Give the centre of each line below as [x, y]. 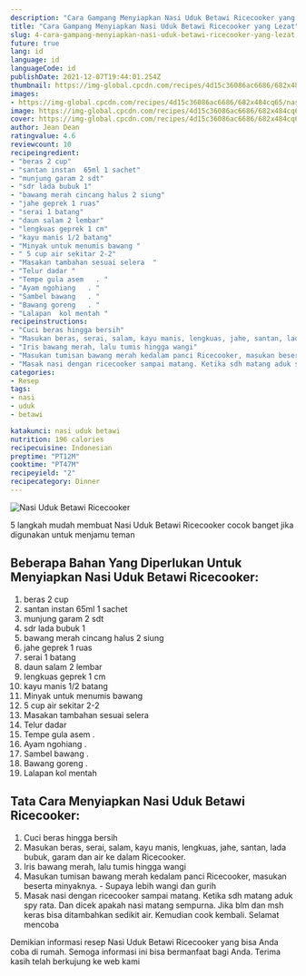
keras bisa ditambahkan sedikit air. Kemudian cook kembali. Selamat [151, 914]
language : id [35, 60]
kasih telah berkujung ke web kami [75, 961]
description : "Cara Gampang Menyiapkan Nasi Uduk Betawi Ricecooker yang [153, 18]
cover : [23, 119]
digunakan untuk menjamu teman [73, 534]
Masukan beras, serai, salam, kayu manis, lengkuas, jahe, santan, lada [155, 847]
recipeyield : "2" [43, 473]
